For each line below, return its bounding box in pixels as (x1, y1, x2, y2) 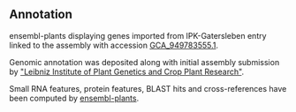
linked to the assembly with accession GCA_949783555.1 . (9, 40, 219, 50)
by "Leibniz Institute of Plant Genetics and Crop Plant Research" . (9, 66, 245, 77)
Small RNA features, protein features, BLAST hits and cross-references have (9, 83, 287, 93)
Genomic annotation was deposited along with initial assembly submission (9, 56, 280, 67)
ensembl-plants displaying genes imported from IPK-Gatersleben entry (9, 30, 267, 41)
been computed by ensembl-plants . (9, 93, 140, 103)
